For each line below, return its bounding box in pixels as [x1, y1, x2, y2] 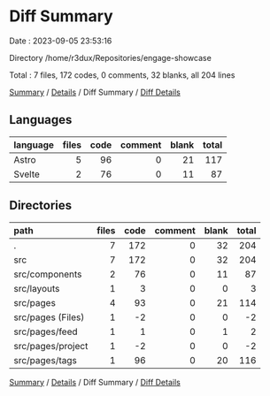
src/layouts [13, 282, 60, 294]
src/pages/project [13, 339, 89, 352]
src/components [13, 268, 82, 280]
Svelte [13, 168, 40, 180]
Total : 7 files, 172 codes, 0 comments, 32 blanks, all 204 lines [9, 69, 235, 80]
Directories [9, 198, 73, 213]
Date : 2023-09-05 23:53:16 [9, 35, 112, 46]
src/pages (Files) [13, 311, 85, 324]
